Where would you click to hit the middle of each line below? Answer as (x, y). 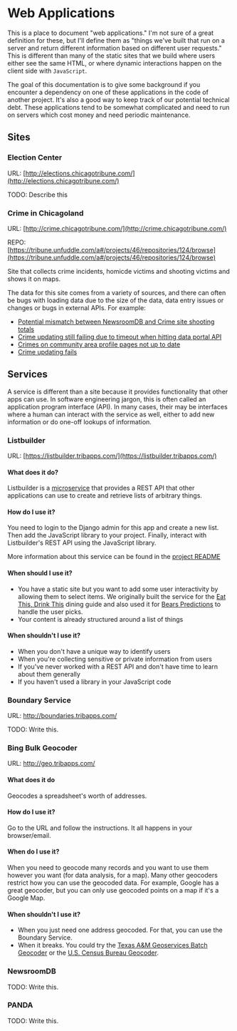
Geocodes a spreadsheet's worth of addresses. (77, 796)
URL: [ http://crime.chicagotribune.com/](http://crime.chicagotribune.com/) (117, 228)
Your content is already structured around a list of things (100, 619)
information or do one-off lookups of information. (79, 421)
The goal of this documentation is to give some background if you (104, 84)
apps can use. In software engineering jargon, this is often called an (107, 399)
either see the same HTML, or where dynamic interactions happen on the (115, 63)
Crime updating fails (47, 352)
